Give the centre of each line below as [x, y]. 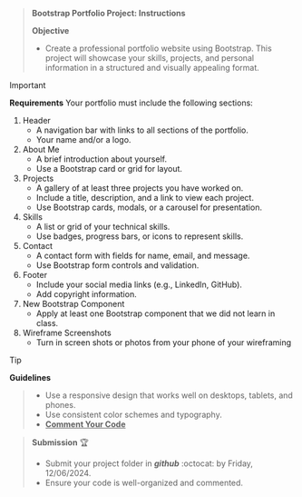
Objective [50, 30]
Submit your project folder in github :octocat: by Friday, [149, 463]
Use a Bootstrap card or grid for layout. [109, 169]
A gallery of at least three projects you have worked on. [140, 188]
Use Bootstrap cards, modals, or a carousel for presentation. [149, 207]
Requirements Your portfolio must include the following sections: [132, 103]
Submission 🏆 [60, 442]
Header [37, 120]
